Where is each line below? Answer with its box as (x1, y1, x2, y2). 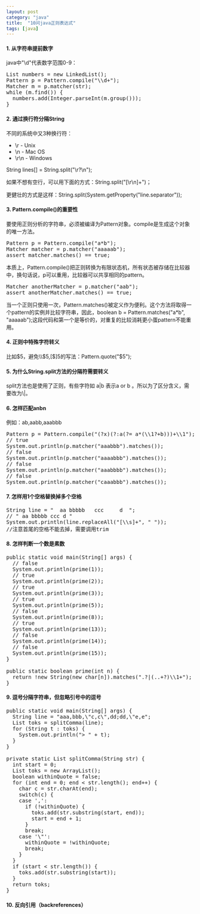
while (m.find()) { (6, 89, 63, 96)
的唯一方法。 (6, 228, 38, 235)
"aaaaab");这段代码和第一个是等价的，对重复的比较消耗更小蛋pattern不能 (6, 316, 186, 323)
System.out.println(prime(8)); (12, 613, 104, 621)
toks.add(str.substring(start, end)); (31, 809, 145, 816)
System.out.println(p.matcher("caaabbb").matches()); (6, 479, 167, 486)
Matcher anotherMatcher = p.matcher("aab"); (6, 283, 139, 290)
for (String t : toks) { (12, 725, 85, 733)
